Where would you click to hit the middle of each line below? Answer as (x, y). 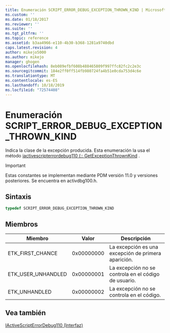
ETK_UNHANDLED (30, 292)
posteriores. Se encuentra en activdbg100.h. (51, 181)
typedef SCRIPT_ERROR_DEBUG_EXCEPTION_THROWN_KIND (60, 209)
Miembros (22, 224)
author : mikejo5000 (26, 52)
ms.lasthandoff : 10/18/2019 (35, 85)
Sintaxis (18, 197)
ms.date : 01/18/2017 (27, 19)
